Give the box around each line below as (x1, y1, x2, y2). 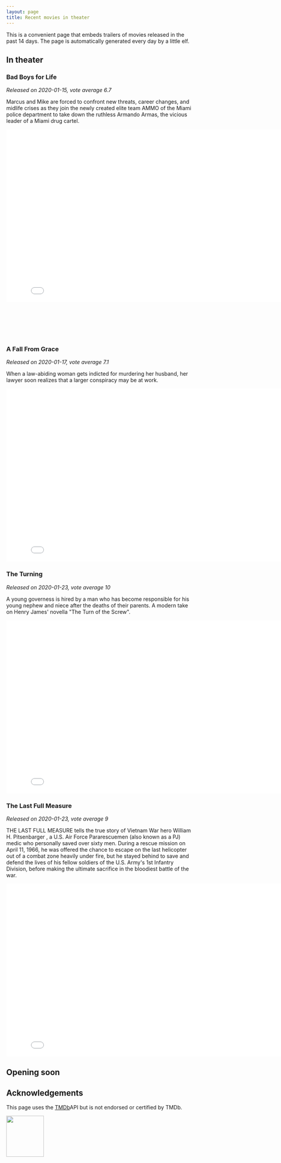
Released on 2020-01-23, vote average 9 (6, 815, 109, 822)
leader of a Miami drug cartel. (6, 117, 80, 125)
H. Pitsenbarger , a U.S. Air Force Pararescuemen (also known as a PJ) (6, 833, 181, 840)
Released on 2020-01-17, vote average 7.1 (6, 359, 109, 366)
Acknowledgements (6, 1088, 83, 1098)
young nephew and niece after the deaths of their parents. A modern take (6, 601, 189, 609)
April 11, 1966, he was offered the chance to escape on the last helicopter (6, 846, 187, 854)
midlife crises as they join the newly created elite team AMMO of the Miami (6, 105, 192, 112)
